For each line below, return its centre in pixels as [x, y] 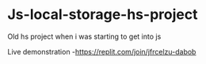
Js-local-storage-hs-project [103, 15]
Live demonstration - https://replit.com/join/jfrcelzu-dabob [102, 51]
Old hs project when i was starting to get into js [84, 36]
